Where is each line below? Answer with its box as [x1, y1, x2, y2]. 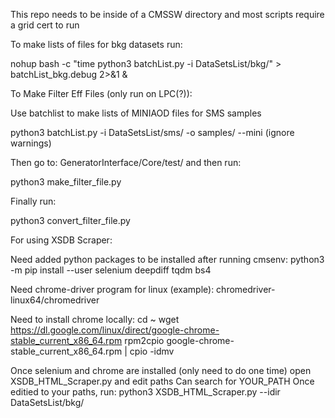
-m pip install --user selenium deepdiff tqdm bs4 [10, 264, 212, 276]
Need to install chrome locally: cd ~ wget [10, 314, 180, 325]
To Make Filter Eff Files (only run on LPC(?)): [10, 88, 193, 99]
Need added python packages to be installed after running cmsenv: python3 [10, 254, 325, 265]
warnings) [10, 137, 52, 149]
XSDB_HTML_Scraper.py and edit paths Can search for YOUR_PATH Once [10, 375, 315, 387]
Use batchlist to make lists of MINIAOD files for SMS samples [10, 107, 262, 119]
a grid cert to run [10, 19, 80, 31]
